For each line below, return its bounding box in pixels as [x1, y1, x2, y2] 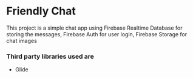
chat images [6, 37, 38, 44]
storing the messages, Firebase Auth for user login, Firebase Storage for [6, 30, 188, 37]
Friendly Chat [6, 4, 76, 18]
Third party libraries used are [6, 52, 94, 60]
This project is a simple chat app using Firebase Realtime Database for [6, 24, 183, 31]
